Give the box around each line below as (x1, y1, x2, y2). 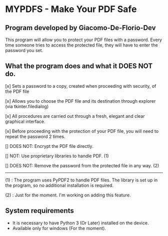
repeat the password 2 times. (5, 133, 66, 139)
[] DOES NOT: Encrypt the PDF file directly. (5, 143, 93, 149)
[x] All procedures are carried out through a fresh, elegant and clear (5, 113, 145, 119)
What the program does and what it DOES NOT (5, 62, 153, 71)
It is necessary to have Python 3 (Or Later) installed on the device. (12, 219, 149, 226)
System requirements (5, 206, 74, 215)
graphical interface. (5, 118, 46, 124)
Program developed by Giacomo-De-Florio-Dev (5, 24, 156, 32)
